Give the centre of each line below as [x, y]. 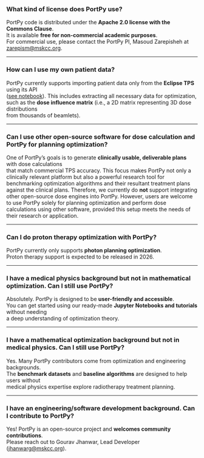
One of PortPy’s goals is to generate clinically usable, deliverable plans [97, 158]
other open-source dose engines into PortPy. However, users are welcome [100, 196]
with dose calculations [34, 164]
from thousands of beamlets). [43, 115]
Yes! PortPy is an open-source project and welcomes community [89, 429]
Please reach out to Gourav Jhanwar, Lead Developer [73, 442]
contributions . [25, 435]
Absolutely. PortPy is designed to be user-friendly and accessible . [90, 299]
